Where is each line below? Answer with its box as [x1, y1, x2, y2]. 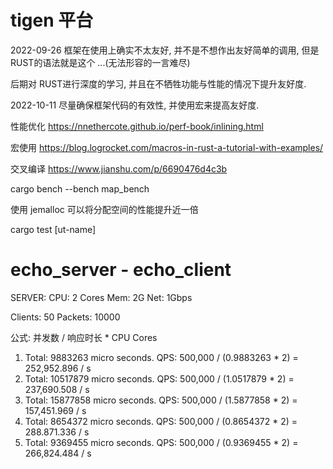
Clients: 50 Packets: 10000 [10, 311, 121, 323]
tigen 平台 [10, 9, 94, 32]
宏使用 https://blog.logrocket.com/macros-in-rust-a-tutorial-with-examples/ [10, 141, 324, 153]
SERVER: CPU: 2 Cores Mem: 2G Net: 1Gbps [10, 291, 193, 303]
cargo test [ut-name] [10, 223, 97, 235]
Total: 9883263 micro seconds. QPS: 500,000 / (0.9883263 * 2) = [24, 351, 299, 363]
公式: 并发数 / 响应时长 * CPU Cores [10, 331, 158, 343]
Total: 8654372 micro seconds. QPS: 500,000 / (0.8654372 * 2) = [24, 415, 298, 427]
